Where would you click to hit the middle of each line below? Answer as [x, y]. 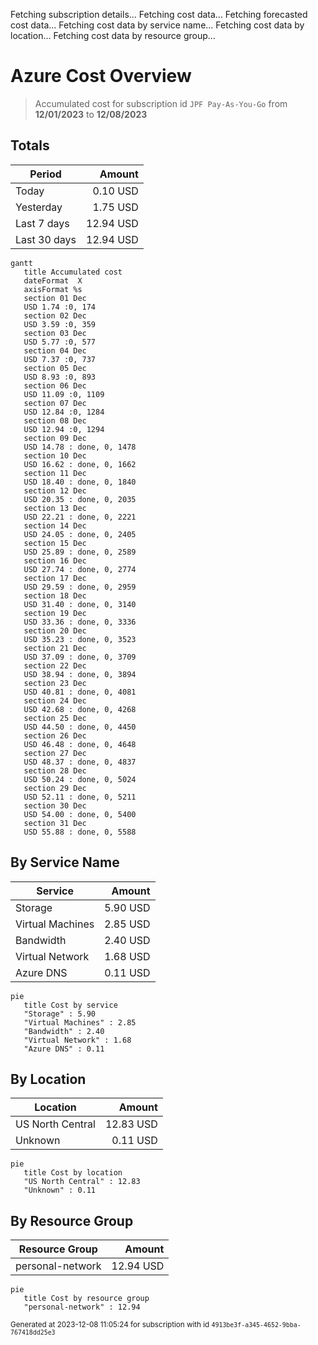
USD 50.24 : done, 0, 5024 [80, 779]
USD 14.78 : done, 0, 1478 [80, 447]
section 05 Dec [55, 368]
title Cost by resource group [86, 1299]
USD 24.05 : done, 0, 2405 [80, 534]
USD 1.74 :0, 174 [60, 307]
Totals [30, 145]
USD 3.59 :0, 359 [60, 324]
